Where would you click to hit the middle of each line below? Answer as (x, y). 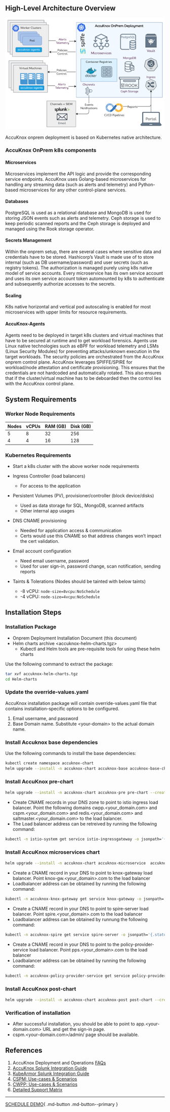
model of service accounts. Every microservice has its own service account (84, 273)
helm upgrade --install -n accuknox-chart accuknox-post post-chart (79, 1000)
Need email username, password (55, 561)
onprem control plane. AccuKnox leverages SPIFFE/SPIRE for (69, 362)
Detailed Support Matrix (37, 1089)
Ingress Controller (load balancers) (49, 476)
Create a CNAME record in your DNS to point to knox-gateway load (82, 872)
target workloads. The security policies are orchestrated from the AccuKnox (84, 356)
